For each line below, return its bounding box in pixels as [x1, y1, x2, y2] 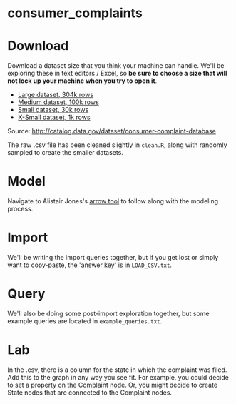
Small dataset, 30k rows [17, 106, 89, 114]
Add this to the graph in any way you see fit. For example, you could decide [7, 373, 230, 381]
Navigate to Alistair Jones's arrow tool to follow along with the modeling [7, 197, 219, 206]
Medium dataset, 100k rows [17, 98, 100, 106]
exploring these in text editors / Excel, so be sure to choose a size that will [7, 69, 227, 78]
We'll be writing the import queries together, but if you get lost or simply [7, 253, 219, 261]
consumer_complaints [7, 5, 143, 21]
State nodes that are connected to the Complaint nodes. [7, 388, 173, 397]
